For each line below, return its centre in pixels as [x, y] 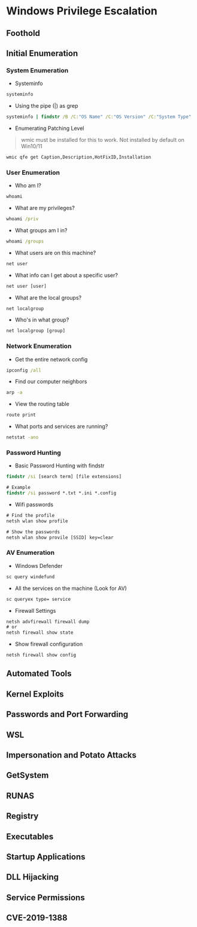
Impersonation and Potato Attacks [71, 755]
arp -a [14, 393]
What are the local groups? [48, 297]
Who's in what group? [42, 320]
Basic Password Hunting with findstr [60, 466]
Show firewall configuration [49, 644]
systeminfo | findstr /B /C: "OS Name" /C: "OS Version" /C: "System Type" [99, 117]
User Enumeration [33, 172]
